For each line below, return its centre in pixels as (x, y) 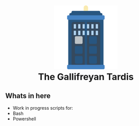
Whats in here (28, 96)
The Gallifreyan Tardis (86, 77)
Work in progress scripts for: (43, 108)
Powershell (25, 119)
